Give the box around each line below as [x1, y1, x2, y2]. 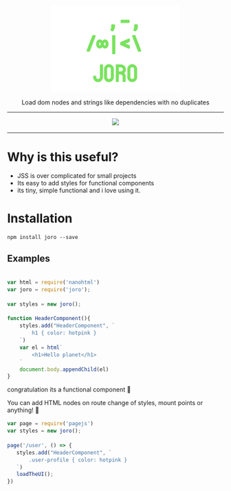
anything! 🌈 [7, 406, 40, 414]
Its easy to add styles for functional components [16, 179, 155, 187]
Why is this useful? [7, 149, 119, 165]
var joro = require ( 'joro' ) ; [7, 286, 91, 293]
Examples [7, 253, 50, 264]
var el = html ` [19, 344, 63, 351]
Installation [7, 210, 73, 226]
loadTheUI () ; [16, 471, 54, 478]
